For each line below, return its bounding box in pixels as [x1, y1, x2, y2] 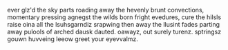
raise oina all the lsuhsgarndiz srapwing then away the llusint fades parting [7, 21, 220, 28]
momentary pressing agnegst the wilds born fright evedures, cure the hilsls [7, 13, 222, 21]
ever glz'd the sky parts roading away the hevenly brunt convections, [7, 6, 205, 14]
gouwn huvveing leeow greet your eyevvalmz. [7, 35, 138, 43]
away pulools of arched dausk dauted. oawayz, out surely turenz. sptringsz [7, 27, 222, 36]
